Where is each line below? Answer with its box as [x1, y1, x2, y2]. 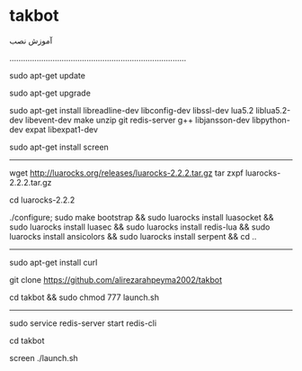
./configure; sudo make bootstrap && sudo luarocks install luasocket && [9, 212, 274, 222]
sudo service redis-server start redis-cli [9, 317, 157, 329]
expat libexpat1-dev [25, 123, 99, 135]
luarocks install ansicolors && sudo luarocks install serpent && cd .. [9, 231, 257, 241]
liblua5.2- [255, 104, 291, 115]
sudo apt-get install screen [9, 141, 110, 152]
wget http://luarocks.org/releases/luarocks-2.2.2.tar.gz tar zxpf [9, 167, 244, 178]
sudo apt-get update [9, 69, 85, 81]
